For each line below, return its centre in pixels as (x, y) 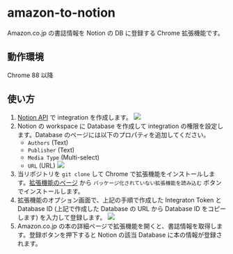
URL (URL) (41, 166)
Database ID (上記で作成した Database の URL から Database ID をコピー (122, 208)
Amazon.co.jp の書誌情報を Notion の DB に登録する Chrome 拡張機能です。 (115, 33)
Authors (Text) (48, 142)
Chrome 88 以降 (30, 75)
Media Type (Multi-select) (63, 157)
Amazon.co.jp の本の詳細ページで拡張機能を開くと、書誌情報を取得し (117, 226)
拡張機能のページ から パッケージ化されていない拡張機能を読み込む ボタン (126, 182)
